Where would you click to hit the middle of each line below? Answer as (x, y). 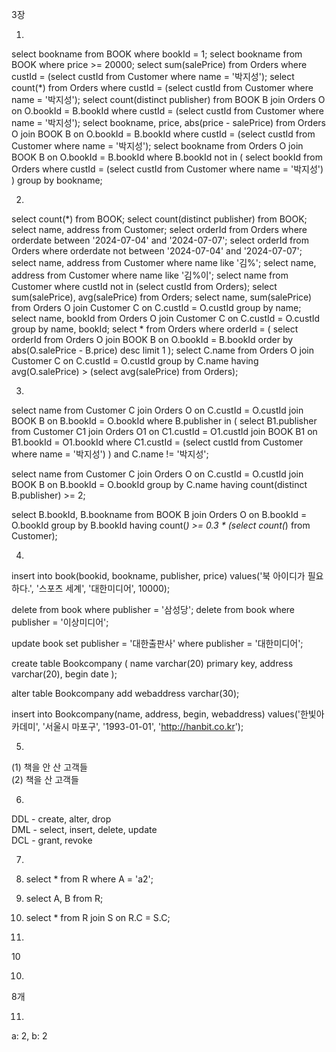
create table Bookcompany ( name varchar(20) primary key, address (152, 663)
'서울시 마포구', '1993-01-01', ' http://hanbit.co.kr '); (143, 726)
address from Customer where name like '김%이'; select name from (150, 275)
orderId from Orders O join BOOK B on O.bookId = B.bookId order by (152, 339)
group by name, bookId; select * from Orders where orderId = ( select (155, 329)
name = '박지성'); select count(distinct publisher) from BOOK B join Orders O (168, 99)
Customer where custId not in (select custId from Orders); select (144, 286)
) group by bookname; (57, 180)
